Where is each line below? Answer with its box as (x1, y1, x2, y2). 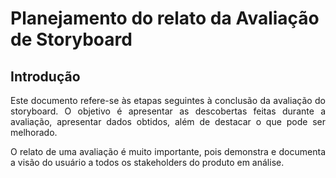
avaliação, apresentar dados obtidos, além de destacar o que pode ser (10, 116, 326, 127)
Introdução (10, 68, 81, 85)
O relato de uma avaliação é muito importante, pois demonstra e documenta (10, 146, 326, 157)
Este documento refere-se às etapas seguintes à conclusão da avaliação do (10, 95, 326, 106)
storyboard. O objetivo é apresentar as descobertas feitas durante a (10, 105, 326, 117)
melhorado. (10, 127, 58, 138)
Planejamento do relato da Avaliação (10, 7, 320, 30)
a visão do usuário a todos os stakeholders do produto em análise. (10, 157, 285, 168)
